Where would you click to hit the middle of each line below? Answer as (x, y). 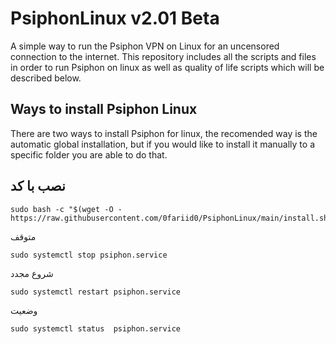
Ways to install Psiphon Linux (104, 109)
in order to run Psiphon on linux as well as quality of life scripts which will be (167, 67)
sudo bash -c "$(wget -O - (66, 209)
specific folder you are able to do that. (89, 154)
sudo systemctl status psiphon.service (96, 328)
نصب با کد (38, 186)
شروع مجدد (32, 273)
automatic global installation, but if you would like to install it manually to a (162, 144)
